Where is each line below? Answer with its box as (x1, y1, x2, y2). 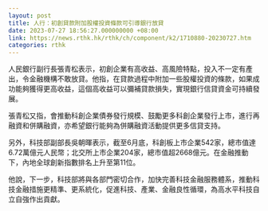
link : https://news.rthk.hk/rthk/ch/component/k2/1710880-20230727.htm (8, 33, 251, 42)
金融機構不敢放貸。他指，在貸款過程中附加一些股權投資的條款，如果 (29, 74, 253, 84)
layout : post (8, 11, 52, 20)
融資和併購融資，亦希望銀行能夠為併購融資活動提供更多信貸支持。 (8, 121, 225, 131)
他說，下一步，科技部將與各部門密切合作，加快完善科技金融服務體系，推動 (8, 174, 253, 184)
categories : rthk (8, 41, 66, 49)
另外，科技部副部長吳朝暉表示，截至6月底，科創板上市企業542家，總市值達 (8, 138, 257, 147)
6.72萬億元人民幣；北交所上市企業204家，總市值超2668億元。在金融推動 (8, 148, 249, 158)
